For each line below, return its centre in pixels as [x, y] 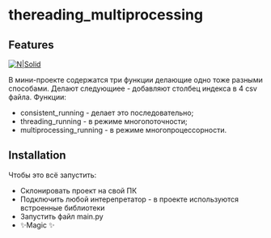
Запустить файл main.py [61, 216]
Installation [37, 155]
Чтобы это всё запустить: [53, 175]
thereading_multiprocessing [106, 15]
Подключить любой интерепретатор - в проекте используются [129, 199]
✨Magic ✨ [37, 225]
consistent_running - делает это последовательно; [107, 113]
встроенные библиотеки [62, 207]
